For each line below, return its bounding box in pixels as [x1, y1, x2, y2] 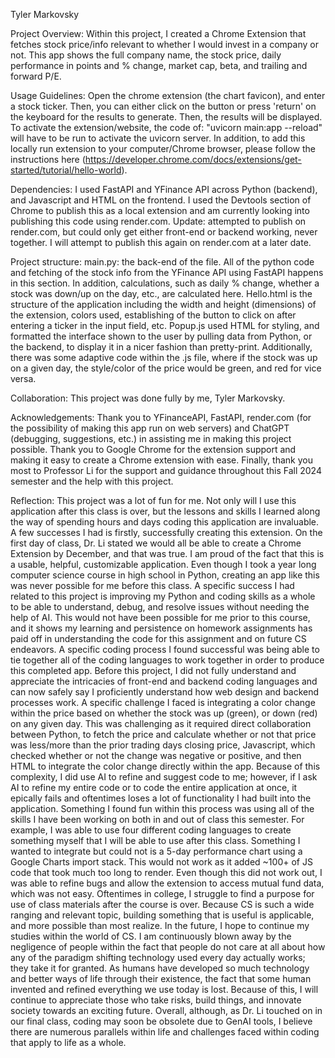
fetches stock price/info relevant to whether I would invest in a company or [10, 39, 319, 50]
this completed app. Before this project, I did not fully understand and [10, 665, 297, 676]
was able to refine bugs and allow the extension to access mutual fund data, [10, 877, 325, 889]
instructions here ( [10, 154, 86, 165]
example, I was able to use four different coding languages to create [10, 824, 292, 836]
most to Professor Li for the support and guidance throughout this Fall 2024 [10, 465, 322, 476]
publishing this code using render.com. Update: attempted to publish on [10, 215, 307, 227]
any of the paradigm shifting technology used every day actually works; [10, 952, 306, 963]
